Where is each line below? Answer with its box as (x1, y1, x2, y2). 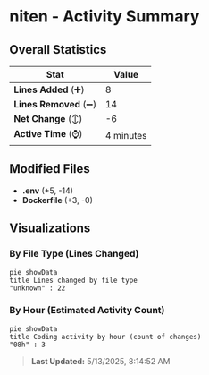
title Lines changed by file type (9, 276, 138, 285)
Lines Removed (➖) (13, 98, 96, 110)
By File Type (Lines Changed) (9, 248, 139, 260)
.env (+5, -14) (21, 185, 74, 196)
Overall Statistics (9, 42, 107, 57)
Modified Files (9, 161, 91, 176)
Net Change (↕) (13, 113, 83, 124)
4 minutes (104, 129, 147, 141)
